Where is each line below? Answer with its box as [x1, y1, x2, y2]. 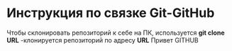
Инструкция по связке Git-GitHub [6, 5, 215, 21]
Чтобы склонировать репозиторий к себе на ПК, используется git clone [6, 28, 225, 37]
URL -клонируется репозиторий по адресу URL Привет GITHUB [6, 35, 199, 44]
